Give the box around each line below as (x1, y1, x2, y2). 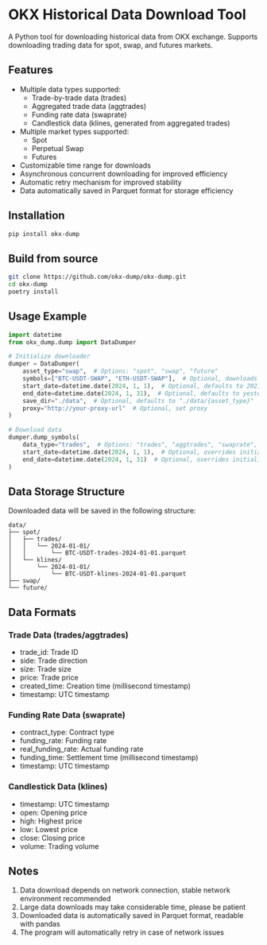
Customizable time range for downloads (19, 161, 151, 170)
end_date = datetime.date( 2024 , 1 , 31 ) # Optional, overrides (22, 455, 229, 463)
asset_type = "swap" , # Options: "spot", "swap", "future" (22, 367, 219, 375)
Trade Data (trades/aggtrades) (8, 629, 129, 641)
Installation (8, 209, 65, 223)
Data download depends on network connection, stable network (19, 885, 230, 895)
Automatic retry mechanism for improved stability (19, 177, 182, 187)
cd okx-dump (8, 281, 48, 289)
